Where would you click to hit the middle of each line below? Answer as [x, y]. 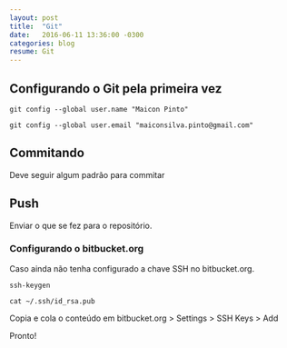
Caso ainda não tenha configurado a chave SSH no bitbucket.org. [132, 268]
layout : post [34, 18]
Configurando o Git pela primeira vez [116, 89]
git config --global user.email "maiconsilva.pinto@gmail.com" [132, 125]
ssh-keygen [30, 285]
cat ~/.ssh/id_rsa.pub [52, 301]
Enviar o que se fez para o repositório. [81, 225]
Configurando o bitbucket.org [77, 249]
